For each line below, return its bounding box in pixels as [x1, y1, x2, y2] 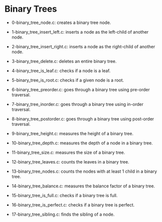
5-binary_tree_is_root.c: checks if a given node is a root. [11, 77, 125, 83]
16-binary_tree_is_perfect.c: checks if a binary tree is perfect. [11, 202, 135, 208]
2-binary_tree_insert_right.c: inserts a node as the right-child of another [11, 43, 155, 49]
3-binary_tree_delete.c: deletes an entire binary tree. [11, 58, 117, 64]
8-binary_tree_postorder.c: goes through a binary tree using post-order [11, 116, 154, 121]
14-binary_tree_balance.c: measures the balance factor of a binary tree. [11, 183, 155, 189]
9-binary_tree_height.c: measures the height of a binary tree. [11, 130, 134, 136]
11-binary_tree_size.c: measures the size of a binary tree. [11, 149, 125, 155]
